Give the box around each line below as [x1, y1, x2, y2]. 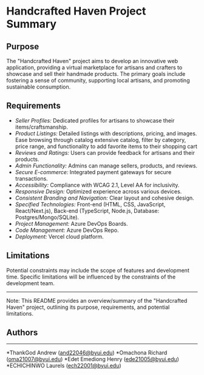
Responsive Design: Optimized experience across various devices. [15, 187, 182, 195]
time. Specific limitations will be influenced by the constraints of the [6, 273, 176, 280]
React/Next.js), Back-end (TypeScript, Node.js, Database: [15, 207, 160, 214]
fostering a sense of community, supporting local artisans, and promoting [6, 77, 190, 84]
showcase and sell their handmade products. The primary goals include [6, 70, 186, 77]
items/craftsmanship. [15, 123, 69, 130]
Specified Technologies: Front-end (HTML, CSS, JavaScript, [15, 200, 166, 208]
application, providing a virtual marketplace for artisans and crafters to [6, 64, 183, 71]
